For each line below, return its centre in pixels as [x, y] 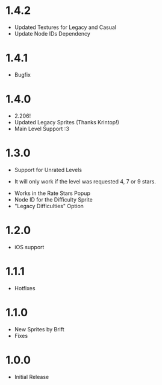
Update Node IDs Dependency [52, 33]
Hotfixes [25, 288]
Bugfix [23, 75]
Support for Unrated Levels [48, 170]
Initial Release [32, 377]
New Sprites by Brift [39, 329]
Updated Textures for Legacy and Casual [65, 27]
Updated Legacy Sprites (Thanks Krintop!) [67, 122]
